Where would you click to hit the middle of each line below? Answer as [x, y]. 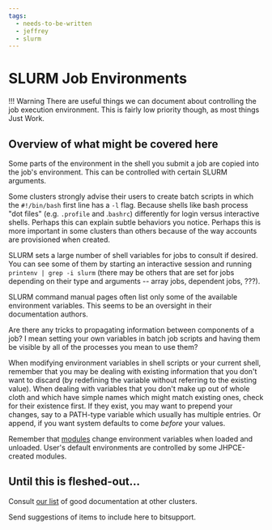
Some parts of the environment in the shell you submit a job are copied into [134, 164]
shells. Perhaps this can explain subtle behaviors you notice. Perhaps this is [135, 222]
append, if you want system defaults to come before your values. [117, 423]
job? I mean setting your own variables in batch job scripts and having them [134, 338]
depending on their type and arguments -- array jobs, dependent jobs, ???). [134, 281]
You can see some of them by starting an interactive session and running [130, 264]
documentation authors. [49, 314]
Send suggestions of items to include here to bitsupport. [102, 517]
